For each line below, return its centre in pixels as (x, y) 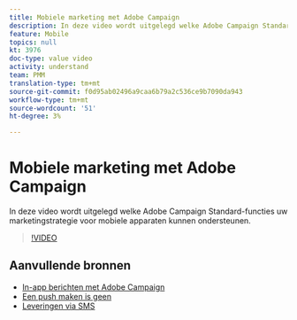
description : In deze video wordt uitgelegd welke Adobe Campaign (134, 26)
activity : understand (49, 67)
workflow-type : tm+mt (49, 100)
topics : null (33, 42)
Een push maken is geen (67, 296)
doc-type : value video (51, 59)
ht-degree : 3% (35, 116)
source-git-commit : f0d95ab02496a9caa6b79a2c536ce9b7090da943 (126, 91)
